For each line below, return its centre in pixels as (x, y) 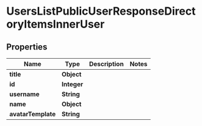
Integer (73, 84)
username (24, 94)
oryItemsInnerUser (56, 24)
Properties (27, 47)
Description (106, 64)
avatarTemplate (33, 114)
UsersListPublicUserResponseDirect (101, 11)
